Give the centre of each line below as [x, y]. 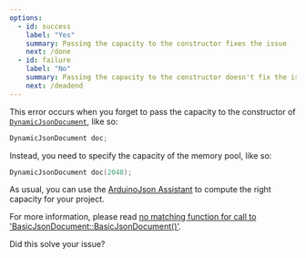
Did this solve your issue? [57, 244]
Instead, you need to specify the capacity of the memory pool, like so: [141, 155]
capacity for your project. [57, 199]
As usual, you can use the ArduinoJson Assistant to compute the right [140, 190]
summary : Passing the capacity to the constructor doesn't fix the [156, 77]
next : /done [48, 52]
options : [26, 18]
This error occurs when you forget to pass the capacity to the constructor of [153, 111]
